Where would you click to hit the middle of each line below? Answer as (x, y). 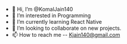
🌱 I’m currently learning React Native (57, 22)
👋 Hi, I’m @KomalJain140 (42, 9)
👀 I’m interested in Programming (51, 15)
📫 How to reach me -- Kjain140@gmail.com (66, 35)
